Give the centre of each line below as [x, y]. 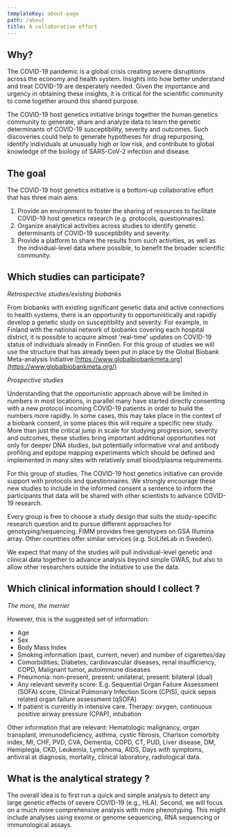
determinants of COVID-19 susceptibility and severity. [94, 233]
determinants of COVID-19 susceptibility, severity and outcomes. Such [108, 129]
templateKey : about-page [43, 14]
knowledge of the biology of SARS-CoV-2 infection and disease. [99, 152]
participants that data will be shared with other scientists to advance [105, 495]
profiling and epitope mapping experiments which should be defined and [111, 452]
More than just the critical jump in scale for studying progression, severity [113, 430]
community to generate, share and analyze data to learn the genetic [104, 122]
